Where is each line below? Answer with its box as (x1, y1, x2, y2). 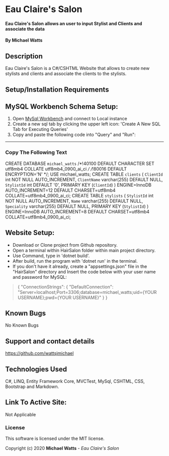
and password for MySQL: (12, 274, 67, 280)
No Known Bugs (5, 322, 39, 328)
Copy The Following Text (5, 149, 67, 156)
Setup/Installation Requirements (5, 85, 109, 94)
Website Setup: (5, 229, 55, 237)
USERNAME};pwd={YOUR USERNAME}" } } (17, 294, 108, 300)
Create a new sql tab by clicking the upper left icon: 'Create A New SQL (12, 121, 161, 127)
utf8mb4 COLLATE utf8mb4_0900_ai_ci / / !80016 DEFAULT (5, 166, 127, 172)
